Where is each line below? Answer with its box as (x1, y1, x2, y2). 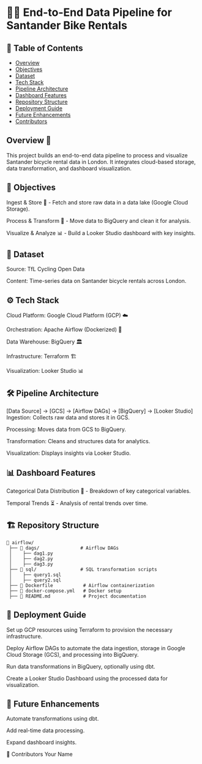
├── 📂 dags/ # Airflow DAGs (9, 545, 119, 551)
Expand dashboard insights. (6, 739, 77, 746)
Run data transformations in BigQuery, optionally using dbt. (6, 662, 155, 670)
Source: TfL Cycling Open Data (6, 266, 85, 273)
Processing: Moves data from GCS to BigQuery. (6, 425, 127, 433)
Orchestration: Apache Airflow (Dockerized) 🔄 (6, 326, 122, 333)
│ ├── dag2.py (9, 555, 53, 562)
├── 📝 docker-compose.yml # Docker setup (9, 588, 122, 594)
